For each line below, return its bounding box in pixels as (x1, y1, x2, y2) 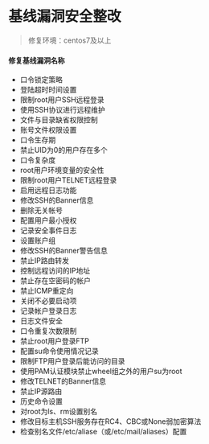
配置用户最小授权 (19, 216, 77, 225)
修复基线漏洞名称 (8, 55, 65, 65)
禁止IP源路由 (19, 387, 63, 397)
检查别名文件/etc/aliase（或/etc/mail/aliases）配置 (19, 427, 187, 437)
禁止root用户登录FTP (19, 336, 90, 346)
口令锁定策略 (19, 75, 63, 84)
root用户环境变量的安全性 (19, 166, 104, 175)
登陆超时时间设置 (19, 85, 77, 95)
